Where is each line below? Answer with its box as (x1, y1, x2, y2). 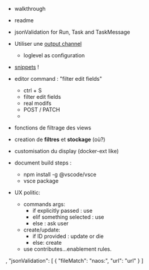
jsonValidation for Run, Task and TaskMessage (14, 28, 130, 36)
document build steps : (14, 159, 72, 166)
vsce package (23, 177, 59, 184)
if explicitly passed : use (32, 207, 93, 214)
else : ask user (32, 220, 69, 227)
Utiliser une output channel (14, 40, 82, 47)
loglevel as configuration (23, 52, 85, 59)
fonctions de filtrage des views (14, 124, 92, 131)
